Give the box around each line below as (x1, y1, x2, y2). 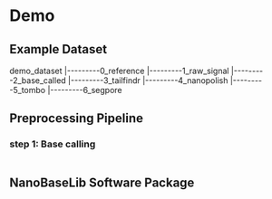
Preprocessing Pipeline (9, 110, 143, 127)
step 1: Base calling (9, 137, 96, 150)
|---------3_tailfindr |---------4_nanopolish (67, 75, 228, 86)
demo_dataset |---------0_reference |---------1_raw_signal (9, 65, 229, 76)
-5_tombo (9, 85, 46, 95)
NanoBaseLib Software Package (9, 175, 195, 191)
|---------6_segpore (47, 85, 122, 95)
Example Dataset (9, 42, 107, 57)
